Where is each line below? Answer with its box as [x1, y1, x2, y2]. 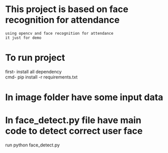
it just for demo [5, 35, 42, 40]
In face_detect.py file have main [5, 115, 142, 126]
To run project [5, 52, 65, 63]
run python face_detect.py [5, 142, 60, 148]
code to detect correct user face [5, 125, 143, 137]
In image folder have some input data [5, 92, 163, 103]
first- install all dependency [5, 68, 62, 74]
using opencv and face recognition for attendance [5, 31, 114, 36]
